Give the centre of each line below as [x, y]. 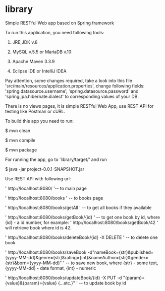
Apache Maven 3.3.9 [33, 61]
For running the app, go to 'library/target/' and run [56, 159]
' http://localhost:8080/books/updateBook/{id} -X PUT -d [64, 278]
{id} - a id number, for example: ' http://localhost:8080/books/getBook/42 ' [82, 222]
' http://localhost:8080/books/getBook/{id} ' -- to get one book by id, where [82, 217]
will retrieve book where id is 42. [38, 227]
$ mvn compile [20, 140]
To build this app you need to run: [39, 121]
